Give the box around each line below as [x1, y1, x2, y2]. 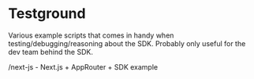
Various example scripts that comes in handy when [8, 31, 174, 40]
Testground [8, 5, 86, 23]
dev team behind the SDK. [8, 47, 93, 56]
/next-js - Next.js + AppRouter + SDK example [8, 62, 159, 71]
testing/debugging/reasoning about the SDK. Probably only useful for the [8, 38, 246, 48]
